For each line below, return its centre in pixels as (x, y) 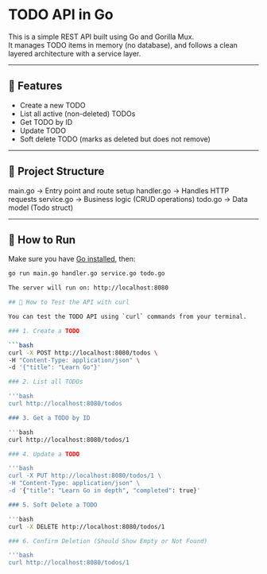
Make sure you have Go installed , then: (72, 259)
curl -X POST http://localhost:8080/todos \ (83, 353)
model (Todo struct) (41, 207)
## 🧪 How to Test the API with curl (69, 303)
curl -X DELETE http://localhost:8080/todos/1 (87, 526)
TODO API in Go (61, 15)
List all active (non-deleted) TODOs (77, 114)
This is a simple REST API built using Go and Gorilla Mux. (101, 37)
